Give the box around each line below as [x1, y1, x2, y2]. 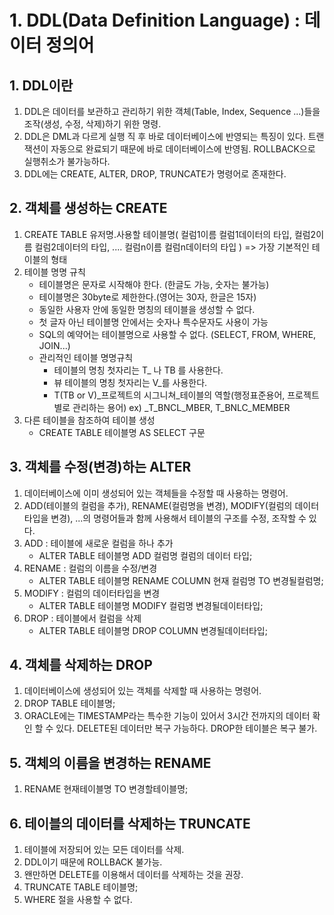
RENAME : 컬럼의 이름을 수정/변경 [23, 562, 158, 574]
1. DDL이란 [9, 77, 74, 94]
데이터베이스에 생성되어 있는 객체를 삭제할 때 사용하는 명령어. [23, 685, 262, 697]
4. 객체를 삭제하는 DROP [9, 657, 153, 674]
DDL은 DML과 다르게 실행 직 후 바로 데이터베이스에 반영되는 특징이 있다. [23, 131, 306, 142]
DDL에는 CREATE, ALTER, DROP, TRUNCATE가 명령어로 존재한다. [23, 168, 287, 180]
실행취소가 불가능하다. [23, 156, 111, 167]
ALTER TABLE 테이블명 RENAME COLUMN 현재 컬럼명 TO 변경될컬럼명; [38, 574, 324, 586]
